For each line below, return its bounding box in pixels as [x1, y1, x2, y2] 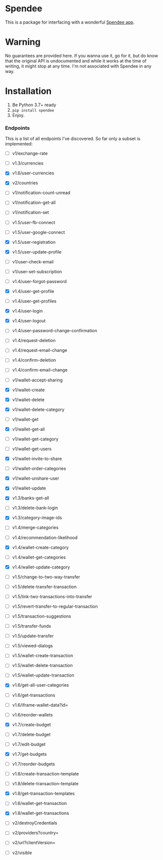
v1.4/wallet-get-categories [12, 554, 66, 560]
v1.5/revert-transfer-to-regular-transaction [12, 603, 98, 609]
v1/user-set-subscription [12, 268, 62, 274]
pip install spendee [12, 108, 54, 113]
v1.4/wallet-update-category [12, 564, 70, 570]
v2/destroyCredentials [12, 820, 58, 826]
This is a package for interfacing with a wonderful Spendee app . [5, 19, 135, 25]
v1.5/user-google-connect [12, 229, 65, 235]
